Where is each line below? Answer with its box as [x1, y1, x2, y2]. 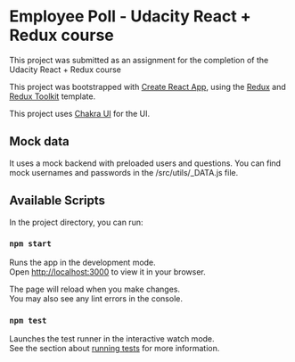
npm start [9, 239, 52, 249]
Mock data [9, 134, 70, 149]
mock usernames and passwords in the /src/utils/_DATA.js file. [9, 167, 239, 177]
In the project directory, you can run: [9, 217, 143, 227]
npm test [9, 315, 47, 325]
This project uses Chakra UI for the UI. [9, 108, 151, 119]
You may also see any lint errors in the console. [9, 292, 183, 304]
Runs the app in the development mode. [9, 257, 156, 267]
